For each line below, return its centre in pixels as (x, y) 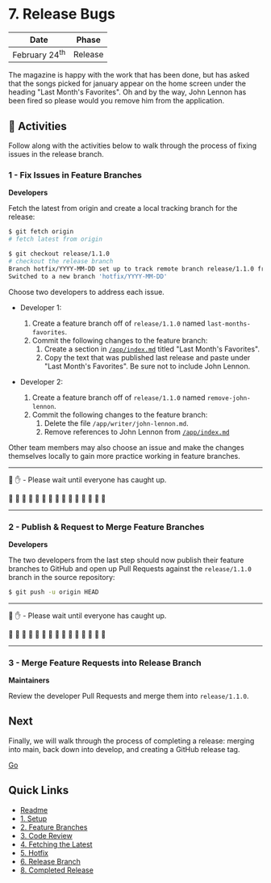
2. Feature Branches (54, 827)
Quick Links (39, 790)
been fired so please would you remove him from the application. (117, 101)
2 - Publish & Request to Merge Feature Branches (106, 527)
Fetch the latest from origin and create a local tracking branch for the (123, 208)
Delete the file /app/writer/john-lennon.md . (116, 423)
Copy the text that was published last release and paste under (147, 357)
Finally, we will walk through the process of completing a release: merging (131, 741)
